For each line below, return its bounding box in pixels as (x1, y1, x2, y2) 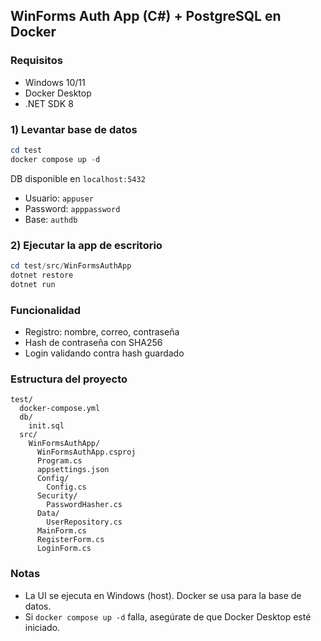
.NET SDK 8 (24, 97, 74, 109)
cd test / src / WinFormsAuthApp (10, 261, 132, 271)
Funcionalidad (10, 303, 82, 317)
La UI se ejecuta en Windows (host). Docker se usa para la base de (24, 589, 302, 601)
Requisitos (10, 54, 63, 68)
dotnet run (10, 279, 56, 289)
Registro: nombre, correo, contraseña (24, 325, 180, 338)
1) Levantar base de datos (10, 122, 138, 136)
